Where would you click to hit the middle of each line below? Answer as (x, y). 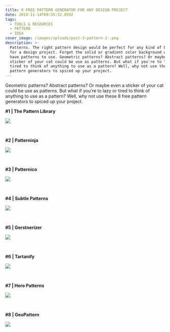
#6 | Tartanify (20, 256)
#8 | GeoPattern (22, 315)
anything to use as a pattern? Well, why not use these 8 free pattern (76, 96)
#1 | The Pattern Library (30, 111)
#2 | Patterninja (22, 140)
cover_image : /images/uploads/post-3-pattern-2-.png (62, 38)
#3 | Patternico (21, 169)
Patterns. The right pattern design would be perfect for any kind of (86, 48)
